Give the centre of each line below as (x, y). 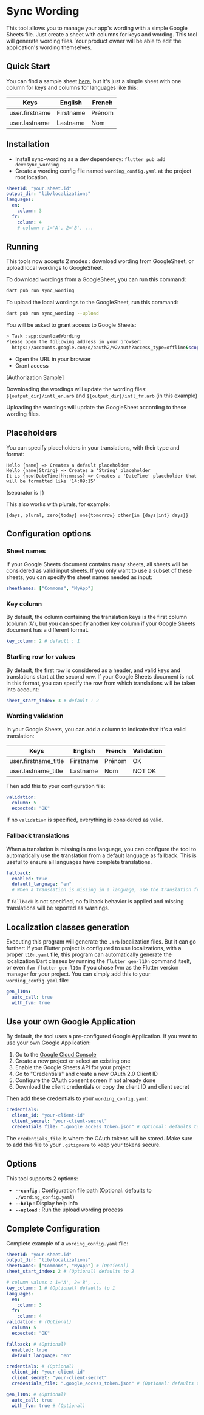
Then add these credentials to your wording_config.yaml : (77, 1098)
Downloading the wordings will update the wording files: (76, 389)
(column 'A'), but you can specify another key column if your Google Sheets (101, 623)
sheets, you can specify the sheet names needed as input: (80, 577)
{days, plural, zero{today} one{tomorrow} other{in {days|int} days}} (97, 515)
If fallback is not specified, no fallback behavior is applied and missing (95, 902)
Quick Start (28, 67)
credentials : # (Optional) (40, 1366)
